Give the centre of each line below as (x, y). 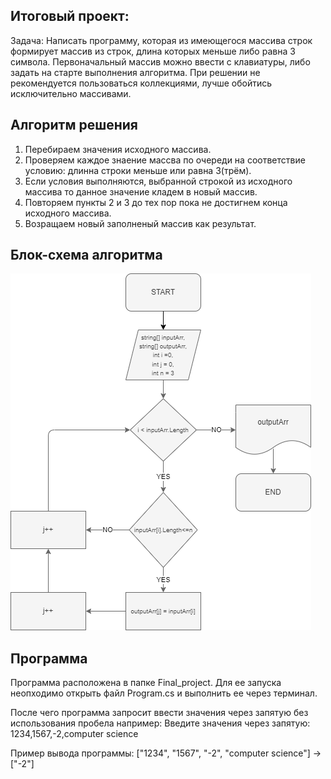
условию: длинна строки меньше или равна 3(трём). (138, 170)
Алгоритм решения (74, 125)
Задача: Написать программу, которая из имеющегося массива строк (161, 40)
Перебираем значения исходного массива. (118, 149)
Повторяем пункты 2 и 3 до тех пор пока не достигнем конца (156, 202)
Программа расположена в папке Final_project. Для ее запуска (146, 683)
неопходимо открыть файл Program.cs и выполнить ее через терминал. (164, 693)
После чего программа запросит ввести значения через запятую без (159, 713)
